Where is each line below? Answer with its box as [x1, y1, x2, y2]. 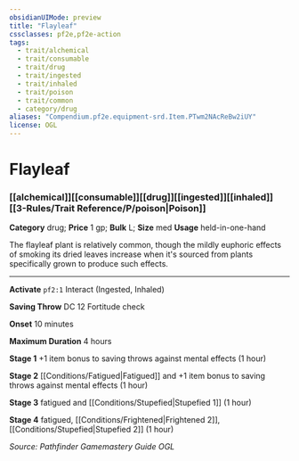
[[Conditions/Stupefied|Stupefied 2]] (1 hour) [9, 424, 174, 435]
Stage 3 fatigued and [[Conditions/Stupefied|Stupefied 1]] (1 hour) [9, 398, 252, 408]
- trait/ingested [17, 71, 82, 80]
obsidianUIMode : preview [9, 12, 101, 22]
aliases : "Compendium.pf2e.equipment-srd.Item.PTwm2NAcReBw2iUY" [9, 112, 256, 121]
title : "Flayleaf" [9, 21, 77, 30]
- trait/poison [17, 87, 74, 96]
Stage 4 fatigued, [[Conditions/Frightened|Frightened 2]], [9, 415, 221, 425]
